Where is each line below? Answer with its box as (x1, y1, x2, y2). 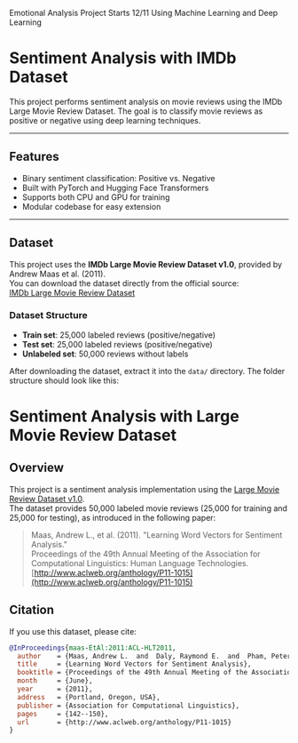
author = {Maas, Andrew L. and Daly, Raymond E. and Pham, (17, 651, 268, 660)
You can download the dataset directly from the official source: (9, 277, 239, 288)
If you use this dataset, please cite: (9, 626, 137, 636)
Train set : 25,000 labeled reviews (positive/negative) (21, 329, 216, 340)
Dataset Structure (9, 309, 89, 322)
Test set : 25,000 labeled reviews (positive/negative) (21, 339, 213, 349)
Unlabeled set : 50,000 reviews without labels (21, 348, 189, 359)
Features (9, 149, 59, 164)
